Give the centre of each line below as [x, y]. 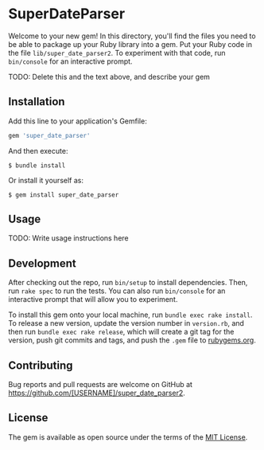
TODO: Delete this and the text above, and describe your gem [109, 76]
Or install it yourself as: [46, 180]
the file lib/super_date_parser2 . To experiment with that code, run [117, 53]
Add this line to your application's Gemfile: [78, 121]
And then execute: [38, 151]
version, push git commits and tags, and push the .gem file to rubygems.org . [132, 340]
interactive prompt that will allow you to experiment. [93, 299]
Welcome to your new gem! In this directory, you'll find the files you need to [132, 36]
